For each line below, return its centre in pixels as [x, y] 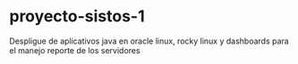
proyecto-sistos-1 [77, 16]
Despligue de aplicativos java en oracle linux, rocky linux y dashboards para [149, 41]
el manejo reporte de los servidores [75, 50]
